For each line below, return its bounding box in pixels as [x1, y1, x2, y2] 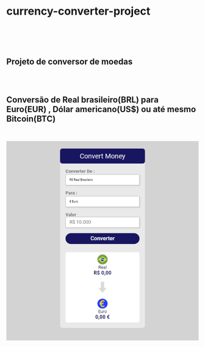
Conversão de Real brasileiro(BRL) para [6, 95, 159, 105]
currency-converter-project [6, 4, 151, 18]
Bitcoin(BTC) [6, 114, 56, 124]
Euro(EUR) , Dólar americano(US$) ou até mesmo [6, 104, 196, 115]
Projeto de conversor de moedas [6, 56, 133, 66]
